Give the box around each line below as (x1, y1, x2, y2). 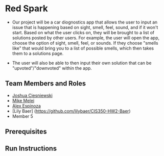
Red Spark (5, 3, 48, 14)
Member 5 (12, 113, 33, 119)
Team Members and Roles (5, 79, 86, 88)
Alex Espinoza (12, 103, 41, 108)
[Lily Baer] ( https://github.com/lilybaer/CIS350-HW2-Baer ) (12, 108, 131, 114)
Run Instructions (5, 144, 57, 153)
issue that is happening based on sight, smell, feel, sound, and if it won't (12, 24, 158, 30)
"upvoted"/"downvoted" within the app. (12, 65, 92, 71)
